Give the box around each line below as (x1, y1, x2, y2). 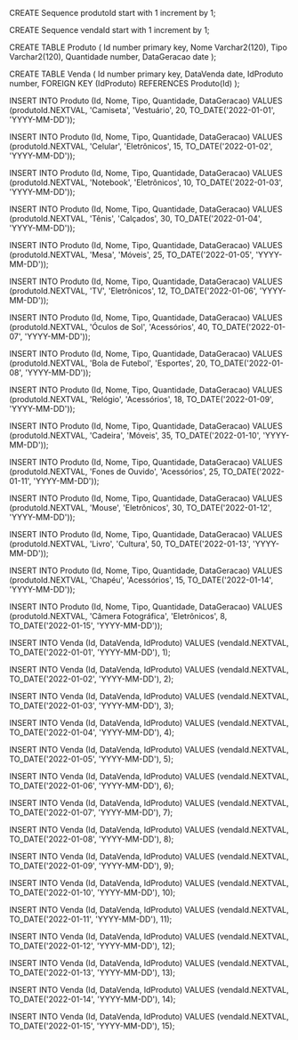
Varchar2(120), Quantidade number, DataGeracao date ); (9, 52, 216, 61)
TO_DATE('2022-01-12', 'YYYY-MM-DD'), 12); (9, 940, 175, 951)
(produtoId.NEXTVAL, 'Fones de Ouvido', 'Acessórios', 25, (9, 466, 221, 477)
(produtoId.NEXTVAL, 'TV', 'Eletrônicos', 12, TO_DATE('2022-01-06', (9, 286, 258, 296)
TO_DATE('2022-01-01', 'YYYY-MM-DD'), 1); (9, 647, 171, 657)
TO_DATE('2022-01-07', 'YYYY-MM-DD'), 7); (9, 807, 173, 818)
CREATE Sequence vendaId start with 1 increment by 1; (9, 25, 211, 35)
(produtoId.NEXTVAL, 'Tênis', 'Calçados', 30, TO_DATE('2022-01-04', (9, 214, 262, 223)
